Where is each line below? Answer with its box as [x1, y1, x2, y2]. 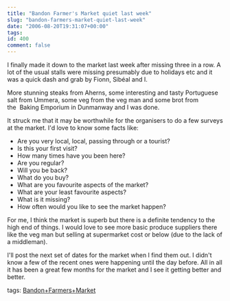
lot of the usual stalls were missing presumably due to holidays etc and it [7, 68, 213, 76]
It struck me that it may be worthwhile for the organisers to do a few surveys [7, 117, 223, 124]
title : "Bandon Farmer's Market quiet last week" [7, 10, 152, 17]
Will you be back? [16, 166, 67, 174]
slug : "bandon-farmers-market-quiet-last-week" [7, 16, 146, 23]
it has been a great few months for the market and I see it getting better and [7, 265, 222, 274]
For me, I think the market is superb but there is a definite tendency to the [7, 216, 216, 224]
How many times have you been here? [16, 152, 126, 160]
